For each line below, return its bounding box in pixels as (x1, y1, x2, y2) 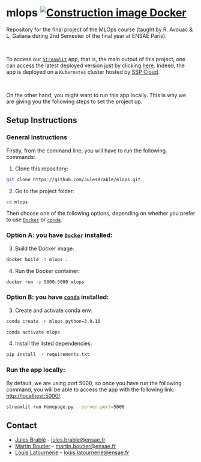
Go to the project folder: (14, 187, 74, 194)
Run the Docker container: (14, 267, 80, 274)
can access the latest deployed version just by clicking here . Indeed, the (6, 62, 185, 69)
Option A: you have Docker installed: (6, 231, 113, 239)
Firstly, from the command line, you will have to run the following (6, 147, 166, 154)
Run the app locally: (6, 366, 65, 374)
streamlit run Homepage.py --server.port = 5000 (6, 404, 125, 410)
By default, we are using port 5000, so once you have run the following (6, 379, 182, 386)
